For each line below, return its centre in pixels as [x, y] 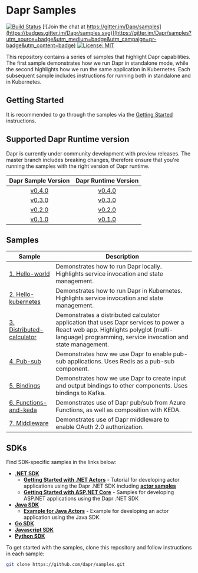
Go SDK [24, 524]
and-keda [23, 410]
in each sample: [25, 554]
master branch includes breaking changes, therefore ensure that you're [93, 160]
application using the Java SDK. [62, 517]
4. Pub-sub [25, 362]
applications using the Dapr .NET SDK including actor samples [100, 486]
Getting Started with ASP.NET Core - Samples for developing [99, 492]
